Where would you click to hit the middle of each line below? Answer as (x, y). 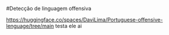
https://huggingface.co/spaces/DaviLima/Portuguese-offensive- (84, 20)
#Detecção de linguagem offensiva (49, 8)
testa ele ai (69, 26)
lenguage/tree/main (30, 26)
